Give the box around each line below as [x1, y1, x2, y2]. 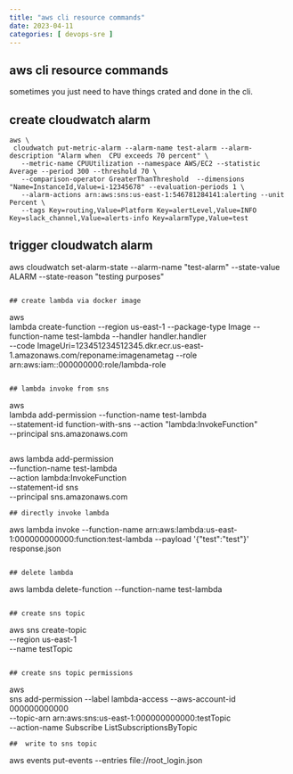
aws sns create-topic [9, 624, 87, 635]
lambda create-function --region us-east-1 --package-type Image [9, 321, 251, 332]
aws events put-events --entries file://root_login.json [9, 754, 203, 765]
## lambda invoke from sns [9, 384, 110, 393]
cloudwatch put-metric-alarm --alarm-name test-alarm [12, 144, 217, 152]
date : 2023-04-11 [9, 21, 74, 30]
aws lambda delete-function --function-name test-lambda [9, 583, 223, 594]
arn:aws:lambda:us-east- [145, 523, 238, 535]
